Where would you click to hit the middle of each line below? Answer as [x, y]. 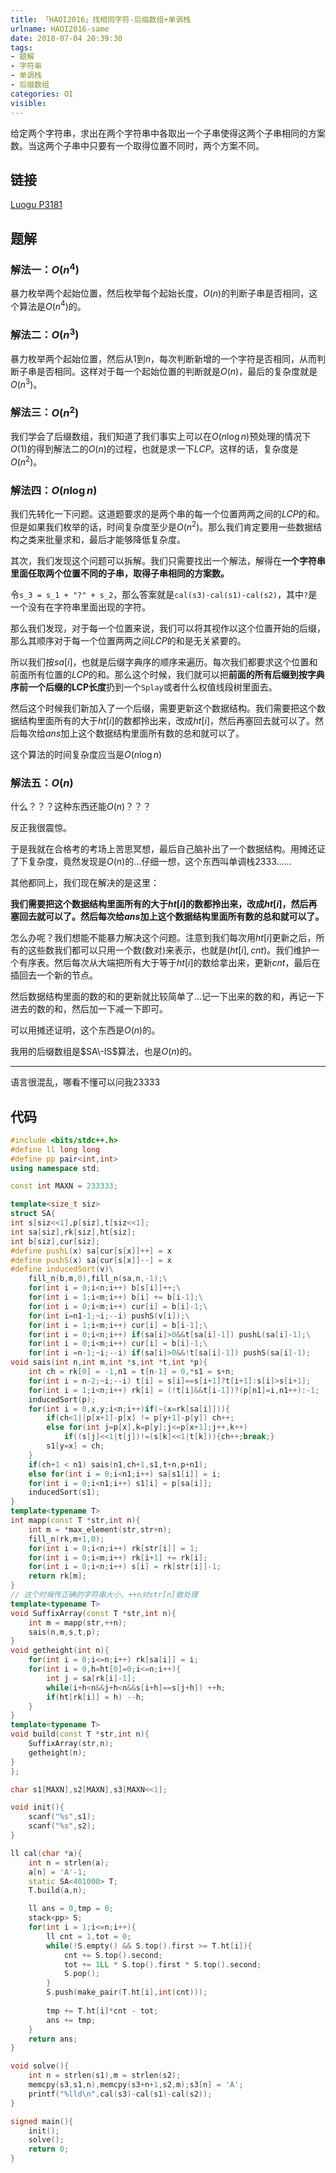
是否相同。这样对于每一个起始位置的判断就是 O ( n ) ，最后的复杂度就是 [177, 371]
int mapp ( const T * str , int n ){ [75, 1521]
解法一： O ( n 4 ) [45, 269]
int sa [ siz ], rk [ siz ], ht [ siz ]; [73, 1232]
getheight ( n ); [57, 1752]
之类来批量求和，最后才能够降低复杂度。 [102, 539]
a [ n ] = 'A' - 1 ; [57, 1872]
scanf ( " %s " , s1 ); [62, 1817]
